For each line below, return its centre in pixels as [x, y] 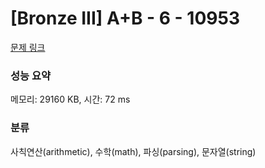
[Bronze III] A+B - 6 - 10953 [125, 18]
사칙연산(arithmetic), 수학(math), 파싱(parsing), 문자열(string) [133, 151]
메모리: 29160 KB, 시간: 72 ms [70, 99]
